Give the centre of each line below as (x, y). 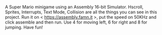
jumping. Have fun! (24, 27)
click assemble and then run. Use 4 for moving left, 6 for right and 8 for (76, 22)
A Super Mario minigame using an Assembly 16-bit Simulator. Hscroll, (74, 7)
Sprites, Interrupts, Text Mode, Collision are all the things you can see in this (81, 12)
